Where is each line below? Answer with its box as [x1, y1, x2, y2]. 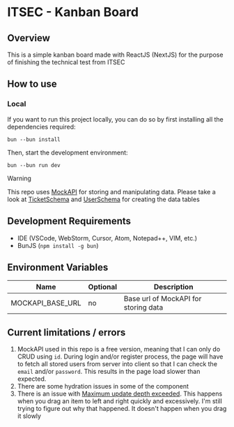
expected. [17, 375, 47, 383]
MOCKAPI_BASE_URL [10, 298, 81, 308]
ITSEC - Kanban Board [7, 4, 139, 20]
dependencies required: [7, 122, 76, 131]
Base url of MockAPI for [123, 294, 202, 304]
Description [153, 282, 194, 292]
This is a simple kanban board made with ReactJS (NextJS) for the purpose [7, 50, 224, 59]
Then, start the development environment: [7, 148, 128, 157]
